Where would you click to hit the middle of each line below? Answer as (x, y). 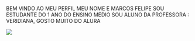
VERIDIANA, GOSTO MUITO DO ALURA (53, 21)
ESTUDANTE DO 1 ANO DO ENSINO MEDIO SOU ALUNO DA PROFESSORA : (97, 15)
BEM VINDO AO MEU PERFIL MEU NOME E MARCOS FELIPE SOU (85, 8)
